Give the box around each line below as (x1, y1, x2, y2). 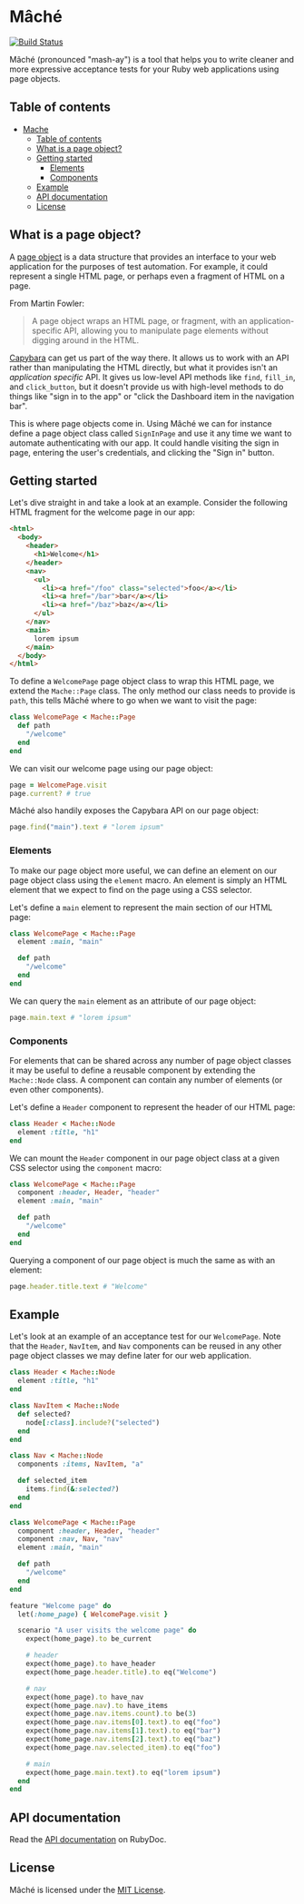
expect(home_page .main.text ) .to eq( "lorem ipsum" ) (25, 1768, 221, 1777)
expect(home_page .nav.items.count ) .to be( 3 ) (25, 1709, 197, 1719)
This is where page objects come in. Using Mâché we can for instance (9, 417, 272, 428)
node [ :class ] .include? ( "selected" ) (25, 1418, 161, 1427)
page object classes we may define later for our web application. (9, 1350, 252, 1361)
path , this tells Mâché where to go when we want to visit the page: (9, 695, 257, 706)
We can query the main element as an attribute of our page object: (9, 996, 257, 1006)
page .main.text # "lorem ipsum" (9, 1013, 132, 1022)
